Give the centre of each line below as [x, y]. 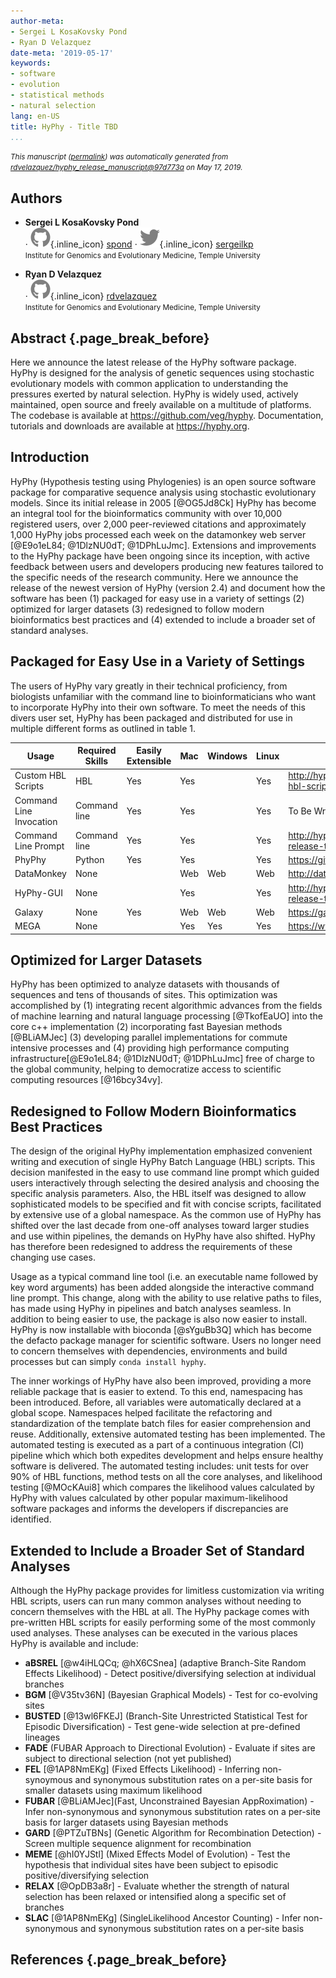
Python [89, 860]
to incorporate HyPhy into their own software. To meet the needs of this [158, 707]
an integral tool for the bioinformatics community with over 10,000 [146, 513]
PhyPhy [30, 860]
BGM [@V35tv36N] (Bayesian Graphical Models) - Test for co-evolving [171, 1695]
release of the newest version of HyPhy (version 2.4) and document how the [168, 587]
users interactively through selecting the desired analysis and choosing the [165, 1183]
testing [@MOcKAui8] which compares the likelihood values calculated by [162, 1487]
